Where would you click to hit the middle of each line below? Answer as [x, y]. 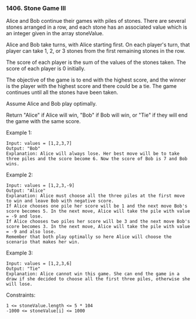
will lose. [19, 284]
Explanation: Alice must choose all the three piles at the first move [95, 196]
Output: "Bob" [23, 149]
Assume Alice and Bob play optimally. [51, 104]
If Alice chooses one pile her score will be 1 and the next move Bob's [97, 206]
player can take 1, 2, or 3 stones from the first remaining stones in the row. [96, 51]
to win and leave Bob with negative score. [60, 201]
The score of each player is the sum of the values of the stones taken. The [96, 62]
